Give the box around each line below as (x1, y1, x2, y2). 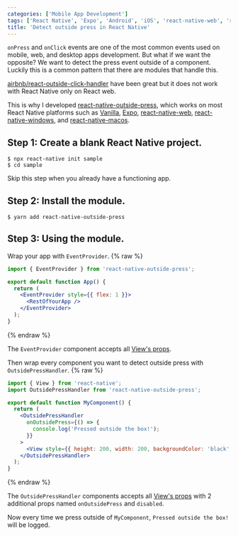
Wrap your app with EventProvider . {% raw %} (7, 252, 143, 260)
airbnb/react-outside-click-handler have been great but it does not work (7, 80, 218, 88)
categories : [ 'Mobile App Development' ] (7, 10, 129, 18)
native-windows (7, 116, 55, 124)
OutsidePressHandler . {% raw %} (7, 365, 103, 374)
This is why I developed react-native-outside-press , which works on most (7, 101, 223, 109)
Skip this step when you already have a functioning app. (7, 174, 171, 183)
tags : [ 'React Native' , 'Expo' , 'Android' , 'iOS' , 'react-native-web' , (7, 17, 223, 24)
